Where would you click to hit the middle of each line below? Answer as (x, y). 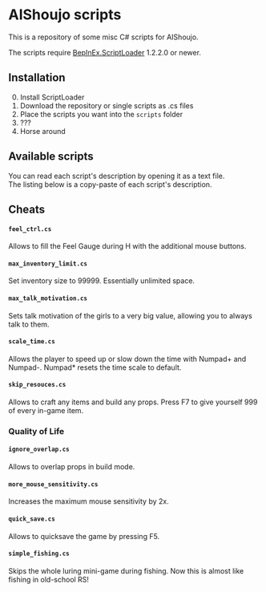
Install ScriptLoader (52, 97)
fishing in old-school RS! (49, 579)
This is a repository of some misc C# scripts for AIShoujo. (103, 37)
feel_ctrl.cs (30, 229)
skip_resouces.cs (37, 385)
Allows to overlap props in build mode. (72, 467)
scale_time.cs (32, 342)
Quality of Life (36, 431)
